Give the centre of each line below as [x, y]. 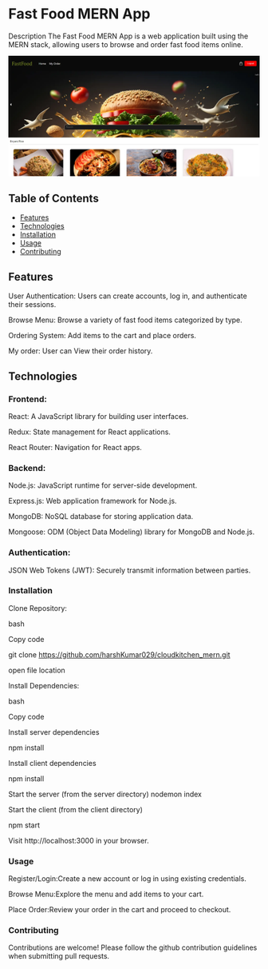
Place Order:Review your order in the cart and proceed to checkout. [120, 910]
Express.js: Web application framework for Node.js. [93, 501]
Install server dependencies [54, 732]
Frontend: [28, 399]
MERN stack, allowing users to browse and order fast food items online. [126, 44]
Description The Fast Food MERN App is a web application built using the [128, 36]
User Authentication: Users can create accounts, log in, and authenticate [128, 296]
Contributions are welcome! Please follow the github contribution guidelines [133, 947]
